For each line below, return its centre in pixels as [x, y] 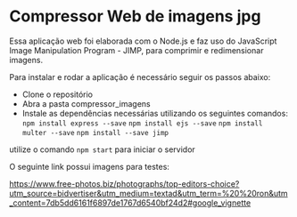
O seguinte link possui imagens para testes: [89, 166]
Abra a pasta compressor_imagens [86, 103]
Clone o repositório [58, 94]
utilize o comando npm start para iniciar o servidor [103, 149]
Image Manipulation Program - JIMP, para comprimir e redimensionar [136, 50]
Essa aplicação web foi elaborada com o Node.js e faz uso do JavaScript [143, 41]
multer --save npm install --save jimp [95, 133]
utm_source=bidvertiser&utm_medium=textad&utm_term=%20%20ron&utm [148, 193]
